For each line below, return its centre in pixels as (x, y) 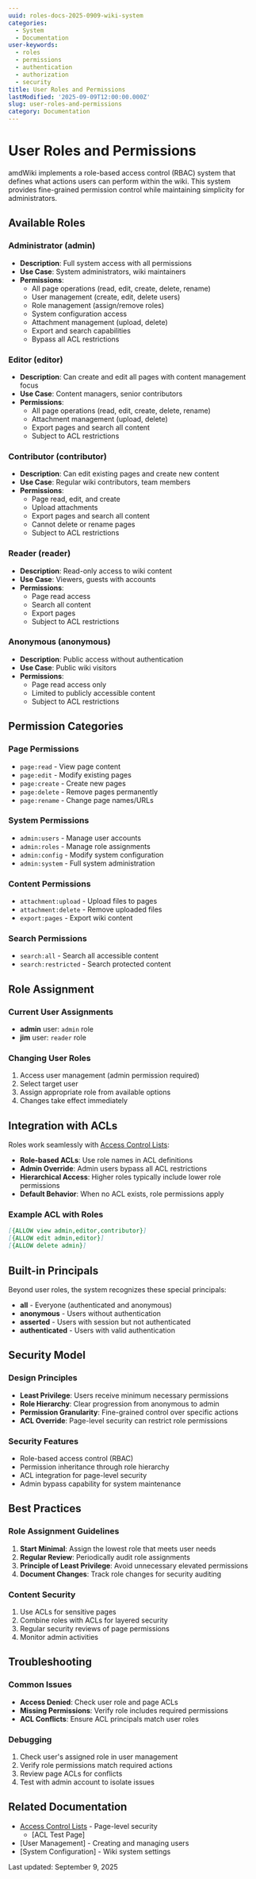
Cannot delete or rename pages (83, 524)
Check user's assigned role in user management (99, 1757)
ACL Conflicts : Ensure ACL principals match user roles (109, 1719)
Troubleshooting (50, 1662)
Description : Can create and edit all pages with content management (133, 376)
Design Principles (43, 1378)
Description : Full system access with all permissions (106, 263)
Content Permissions (50, 884)
